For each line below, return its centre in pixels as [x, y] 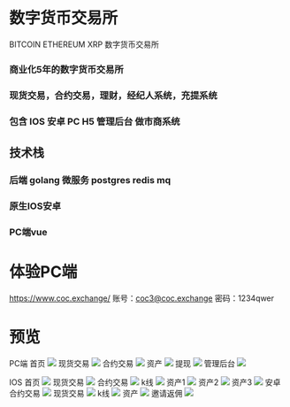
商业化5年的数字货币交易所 [66, 69]
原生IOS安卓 [35, 206]
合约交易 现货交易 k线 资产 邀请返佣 [96, 393]
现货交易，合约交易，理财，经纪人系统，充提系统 [114, 96]
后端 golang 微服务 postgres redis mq [90, 180]
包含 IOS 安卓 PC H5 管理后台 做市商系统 [95, 121]
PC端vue [28, 232]
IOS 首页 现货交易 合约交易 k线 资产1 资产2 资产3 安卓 [145, 382]
